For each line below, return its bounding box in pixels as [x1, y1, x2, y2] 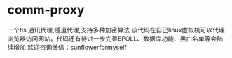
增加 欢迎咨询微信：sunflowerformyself [13, 43, 128, 51]
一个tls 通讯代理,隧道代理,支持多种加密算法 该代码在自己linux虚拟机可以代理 [7, 26, 226, 34]
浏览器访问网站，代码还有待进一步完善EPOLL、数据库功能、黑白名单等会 [7, 34, 217, 43]
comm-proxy [7, 2, 85, 18]
